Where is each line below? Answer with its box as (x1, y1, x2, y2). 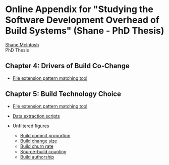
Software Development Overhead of (5, 14, 160, 26)
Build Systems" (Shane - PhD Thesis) (5, 25, 164, 36)
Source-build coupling (20, 148, 67, 154)
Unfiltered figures (12, 123, 49, 129)
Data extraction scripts (12, 113, 60, 119)
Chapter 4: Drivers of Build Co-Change (5, 62, 130, 70)
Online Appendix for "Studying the (5, 4, 154, 15)
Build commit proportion (20, 132, 71, 138)
